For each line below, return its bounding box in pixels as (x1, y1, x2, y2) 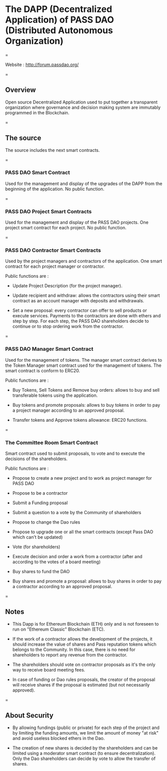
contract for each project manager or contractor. (5, 263, 105, 269)
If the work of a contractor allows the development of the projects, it (12, 636, 153, 642)
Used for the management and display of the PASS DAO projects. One (5, 219, 149, 225)
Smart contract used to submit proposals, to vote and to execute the (5, 451, 146, 457)
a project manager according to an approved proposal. (12, 407, 125, 413)
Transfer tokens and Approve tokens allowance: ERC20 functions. (12, 417, 148, 423)
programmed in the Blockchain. (5, 109, 70, 115)
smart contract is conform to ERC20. (5, 367, 81, 373)
